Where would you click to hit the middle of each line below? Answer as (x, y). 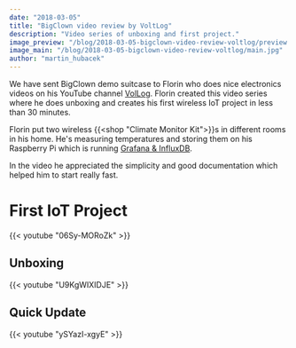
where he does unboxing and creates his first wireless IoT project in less (141, 103)
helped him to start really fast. (64, 175)
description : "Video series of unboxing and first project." (125, 34)
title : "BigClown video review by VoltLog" (91, 26)
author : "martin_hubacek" (57, 59)
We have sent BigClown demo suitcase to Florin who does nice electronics (145, 84)
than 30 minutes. (40, 112)
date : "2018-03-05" (45, 17)
